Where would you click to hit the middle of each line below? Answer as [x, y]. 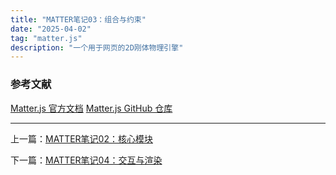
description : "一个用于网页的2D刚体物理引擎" [97, 47]
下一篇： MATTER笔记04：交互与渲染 [86, 160]
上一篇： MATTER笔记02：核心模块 [81, 138]
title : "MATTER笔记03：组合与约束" [78, 19]
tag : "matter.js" [46, 38]
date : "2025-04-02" [51, 29]
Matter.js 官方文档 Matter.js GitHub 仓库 [91, 108]
